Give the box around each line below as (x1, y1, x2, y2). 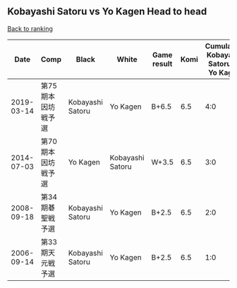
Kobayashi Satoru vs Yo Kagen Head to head (7, 6, 207, 18)
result (152, 59, 173, 68)
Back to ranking (7, 24, 53, 32)
